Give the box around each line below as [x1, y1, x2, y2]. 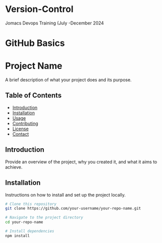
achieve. [5, 164, 23, 170]
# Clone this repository [5, 201, 57, 207]
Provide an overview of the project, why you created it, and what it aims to [5, 159, 158, 165]
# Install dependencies [5, 229, 55, 234]
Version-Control [5, 3, 74, 15]
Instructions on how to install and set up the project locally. [5, 192, 126, 198]
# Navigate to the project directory [5, 215, 83, 220]
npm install [5, 233, 30, 238]
